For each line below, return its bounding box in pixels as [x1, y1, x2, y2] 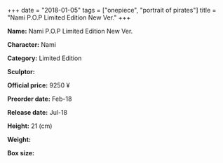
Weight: [7, 136, 32, 143]
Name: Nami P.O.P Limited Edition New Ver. [7, 27, 133, 35]
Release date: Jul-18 [7, 108, 68, 116]
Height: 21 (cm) [7, 122, 53, 130]
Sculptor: [7, 68, 35, 76]
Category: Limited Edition [7, 54, 82, 62]
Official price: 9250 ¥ [7, 81, 70, 90]
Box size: [7, 149, 35, 157]
